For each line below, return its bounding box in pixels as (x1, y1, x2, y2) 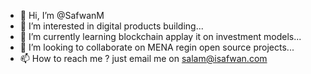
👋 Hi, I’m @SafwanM (19, 10, 105, 21)
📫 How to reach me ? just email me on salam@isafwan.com (19, 53, 268, 64)
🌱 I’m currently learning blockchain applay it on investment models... (19, 31, 302, 42)
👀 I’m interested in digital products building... (19, 20, 204, 32)
